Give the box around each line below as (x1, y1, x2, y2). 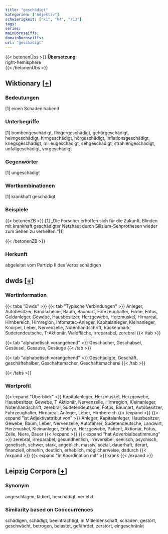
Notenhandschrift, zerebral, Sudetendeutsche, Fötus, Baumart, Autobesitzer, (5, 404, 163, 410)
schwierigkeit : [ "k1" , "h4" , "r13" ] (5, 17, 82, 22)
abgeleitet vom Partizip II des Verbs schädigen (5, 262, 101, 268)
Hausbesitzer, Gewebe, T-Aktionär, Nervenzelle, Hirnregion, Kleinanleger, (5, 399, 157, 405)
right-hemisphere (5, 59, 42, 65)
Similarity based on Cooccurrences (5, 506, 93, 513)
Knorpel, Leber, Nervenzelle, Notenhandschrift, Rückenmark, (5, 324, 131, 330)
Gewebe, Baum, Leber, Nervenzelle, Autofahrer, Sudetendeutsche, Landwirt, (5, 420, 163, 426)
